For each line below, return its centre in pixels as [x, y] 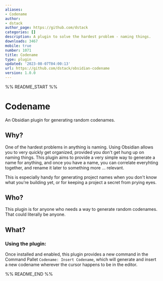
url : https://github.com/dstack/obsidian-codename [57, 69]
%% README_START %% [31, 87]
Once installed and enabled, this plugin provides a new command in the [77, 254]
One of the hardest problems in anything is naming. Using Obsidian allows [79, 147]
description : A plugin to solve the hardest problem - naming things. [78, 37]
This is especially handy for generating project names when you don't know [81, 177]
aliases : [14, 9]
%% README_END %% [29, 274]
